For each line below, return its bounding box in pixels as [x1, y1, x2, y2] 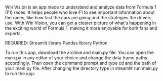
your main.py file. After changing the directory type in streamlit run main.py [5, 65, 158, 71]
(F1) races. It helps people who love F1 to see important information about [5, 9, 155, 15]
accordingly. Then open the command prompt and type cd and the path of [5, 60, 157, 66]
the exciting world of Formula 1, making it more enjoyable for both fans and [5, 25, 158, 31]
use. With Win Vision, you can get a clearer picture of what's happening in [5, 20, 156, 26]
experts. [5, 31, 22, 36]
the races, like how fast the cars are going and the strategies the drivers [5, 15, 152, 20]
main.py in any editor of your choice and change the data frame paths [5, 55, 147, 61]
